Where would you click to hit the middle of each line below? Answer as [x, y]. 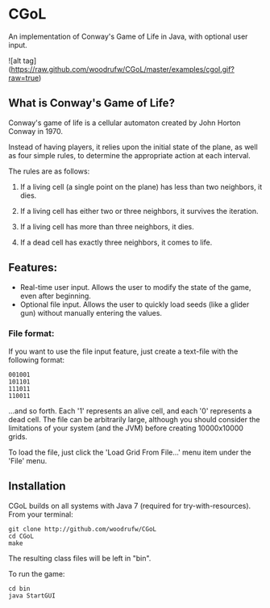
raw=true [23, 78]
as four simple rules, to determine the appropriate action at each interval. [130, 155]
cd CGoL [21, 536]
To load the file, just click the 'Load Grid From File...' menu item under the [130, 452]
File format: [31, 333]
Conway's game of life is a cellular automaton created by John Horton [125, 123]
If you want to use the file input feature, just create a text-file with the [123, 351]
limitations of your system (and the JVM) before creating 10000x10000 [126, 428]
